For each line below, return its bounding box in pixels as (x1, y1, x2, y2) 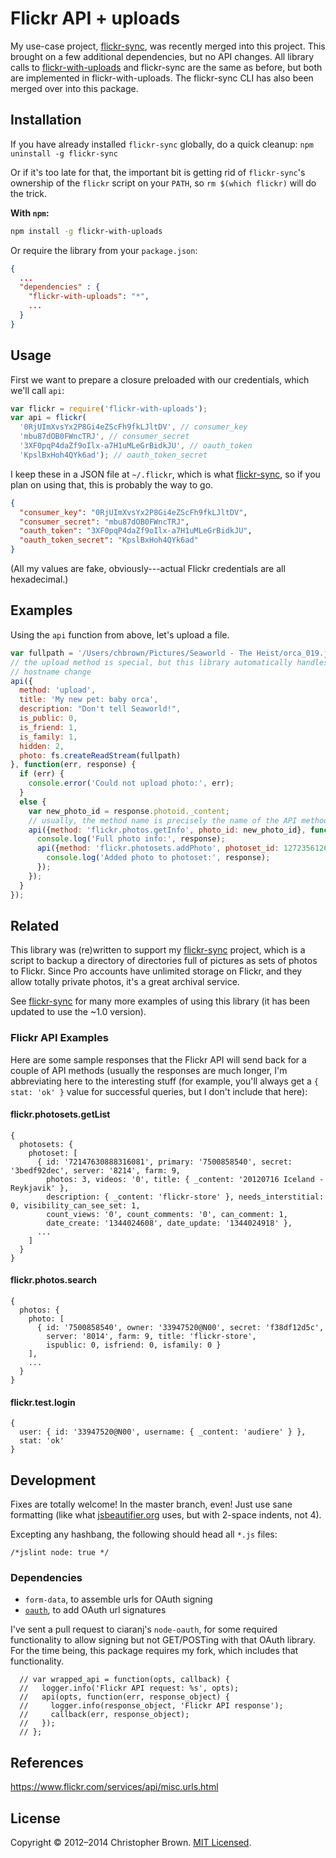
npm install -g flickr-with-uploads (10, 226, 163, 236)
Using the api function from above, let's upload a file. (10, 628, 230, 641)
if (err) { (19, 769, 65, 779)
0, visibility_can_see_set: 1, (10, 1200, 141, 1211)
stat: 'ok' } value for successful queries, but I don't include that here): (10, 1085, 308, 1097)
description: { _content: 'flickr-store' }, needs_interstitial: (46, 1192, 325, 1202)
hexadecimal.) (10, 573, 69, 586)
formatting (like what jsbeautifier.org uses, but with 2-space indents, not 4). (10, 1509, 322, 1521)
